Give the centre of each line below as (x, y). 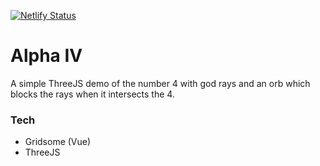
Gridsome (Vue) (58, 142)
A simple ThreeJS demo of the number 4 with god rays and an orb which (160, 83)
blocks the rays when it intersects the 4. (92, 94)
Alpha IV (46, 56)
